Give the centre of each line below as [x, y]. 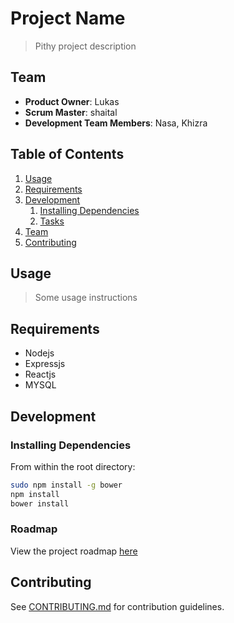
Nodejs [39, 353]
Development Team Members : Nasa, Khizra [116, 123]
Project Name [68, 18]
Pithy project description [85, 46]
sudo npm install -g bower [66, 485]
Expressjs [45, 364]
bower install [40, 503]
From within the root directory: [73, 466]
